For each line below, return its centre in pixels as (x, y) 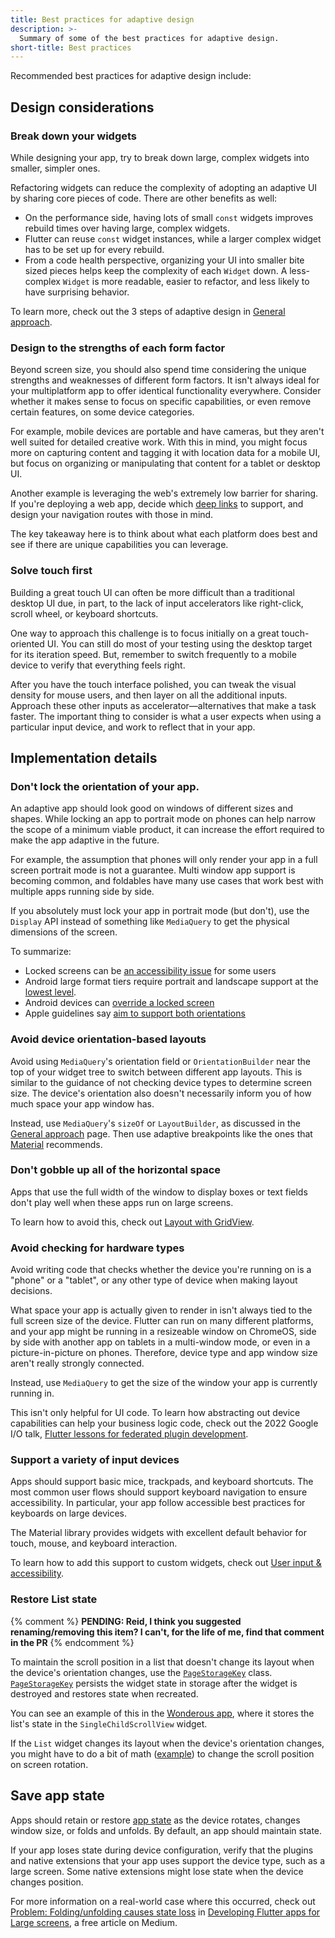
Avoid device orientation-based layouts (108, 1039)
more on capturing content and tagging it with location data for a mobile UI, (165, 453)
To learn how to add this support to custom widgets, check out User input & (166, 1563)
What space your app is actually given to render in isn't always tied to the (161, 1310)
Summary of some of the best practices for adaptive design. (149, 38)
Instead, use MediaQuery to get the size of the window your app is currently (164, 1383)
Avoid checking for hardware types (97, 1248)
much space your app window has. (82, 1103)
